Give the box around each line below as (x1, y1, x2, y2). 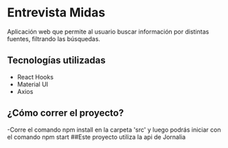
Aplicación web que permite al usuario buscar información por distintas (7, 27, 209, 36)
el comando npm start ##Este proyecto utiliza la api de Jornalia (7, 132, 186, 141)
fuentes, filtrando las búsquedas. (7, 34, 101, 42)
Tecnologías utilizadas (7, 55, 106, 66)
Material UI (16, 80, 49, 88)
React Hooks (16, 73, 54, 81)
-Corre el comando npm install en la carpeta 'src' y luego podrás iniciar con (7, 125, 221, 134)
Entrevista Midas (7, 5, 106, 21)
